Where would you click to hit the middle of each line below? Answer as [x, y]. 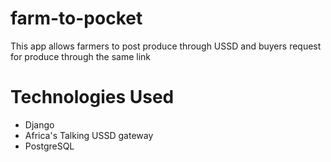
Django [39, 124]
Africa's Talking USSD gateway [89, 135]
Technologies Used [92, 97]
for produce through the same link [81, 56]
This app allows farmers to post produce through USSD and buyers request [166, 46]
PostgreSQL [49, 146]
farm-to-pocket [76, 18]
